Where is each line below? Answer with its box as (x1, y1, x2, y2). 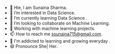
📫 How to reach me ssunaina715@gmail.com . (9, 31, 103, 37)
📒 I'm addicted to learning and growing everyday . (9, 38, 111, 44)
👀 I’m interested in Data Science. (9, 10, 76, 16)
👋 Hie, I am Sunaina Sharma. (9, 5, 68, 10)
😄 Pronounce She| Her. (9, 43, 58, 49)
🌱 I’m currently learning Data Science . (9, 15, 88, 21)
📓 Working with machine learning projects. (9, 26, 95, 31)
